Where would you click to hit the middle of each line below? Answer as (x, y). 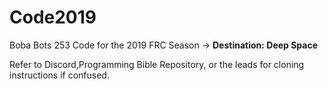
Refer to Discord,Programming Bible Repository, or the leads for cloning (157, 64)
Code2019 (53, 17)
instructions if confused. (59, 75)
